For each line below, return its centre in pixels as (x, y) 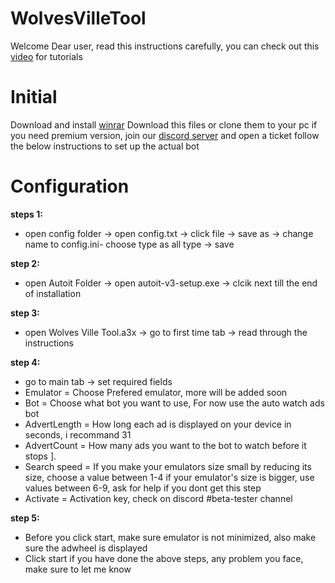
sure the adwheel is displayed (86, 548)
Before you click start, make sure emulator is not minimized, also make (170, 537)
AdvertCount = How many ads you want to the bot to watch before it (165, 445)
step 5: (25, 518)
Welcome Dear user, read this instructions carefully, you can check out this (165, 46)
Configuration (70, 186)
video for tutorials (46, 56)
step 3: (25, 313)
